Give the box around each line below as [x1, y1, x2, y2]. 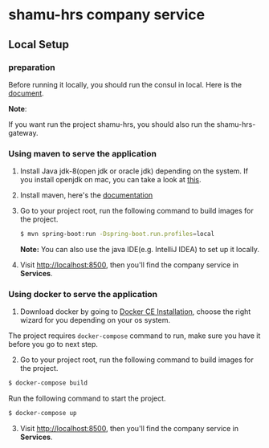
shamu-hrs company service [8, 6, 206, 24]
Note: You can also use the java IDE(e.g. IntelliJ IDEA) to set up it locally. [19, 245, 259, 255]
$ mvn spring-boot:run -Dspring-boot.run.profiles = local [19, 230, 215, 238]
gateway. [8, 128, 39, 137]
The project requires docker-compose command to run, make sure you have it [8, 331, 261, 340]
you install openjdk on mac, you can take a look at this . [19, 175, 202, 185]
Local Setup [8, 38, 70, 51]
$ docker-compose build [8, 379, 88, 387]
